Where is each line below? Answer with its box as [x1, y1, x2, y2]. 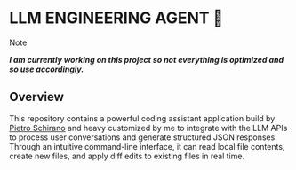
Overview [9, 89, 65, 104]
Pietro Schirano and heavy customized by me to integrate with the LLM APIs [9, 122, 288, 133]
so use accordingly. [9, 64, 84, 74]
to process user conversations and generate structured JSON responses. [9, 132, 277, 143]
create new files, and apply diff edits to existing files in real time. [9, 151, 245, 161]
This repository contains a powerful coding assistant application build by [9, 112, 276, 123]
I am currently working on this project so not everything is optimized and [9, 54, 284, 65]
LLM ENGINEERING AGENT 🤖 [9, 8, 224, 28]
